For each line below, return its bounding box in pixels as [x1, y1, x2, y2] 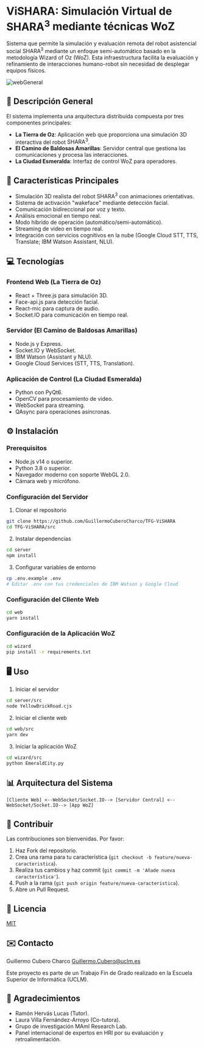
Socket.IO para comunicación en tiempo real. [15, 311, 129, 318]
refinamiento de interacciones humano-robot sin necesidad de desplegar [6, 60, 190, 68]
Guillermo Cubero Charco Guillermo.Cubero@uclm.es [6, 957, 141, 964]
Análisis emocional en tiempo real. [15, 212, 102, 219]
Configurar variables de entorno [15, 563, 96, 571]
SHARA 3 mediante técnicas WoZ [6, 17, 175, 34]
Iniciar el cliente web [15, 714, 67, 722]
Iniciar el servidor [15, 686, 59, 693]
